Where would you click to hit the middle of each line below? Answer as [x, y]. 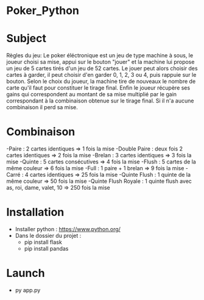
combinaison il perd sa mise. [42, 107]
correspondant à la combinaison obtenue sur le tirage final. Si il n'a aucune [100, 101]
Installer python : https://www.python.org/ [68, 229]
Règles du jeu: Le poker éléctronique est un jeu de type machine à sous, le [100, 55]
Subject [26, 39]
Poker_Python [43, 11]
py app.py [28, 290]
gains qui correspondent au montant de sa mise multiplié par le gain [92, 95]
